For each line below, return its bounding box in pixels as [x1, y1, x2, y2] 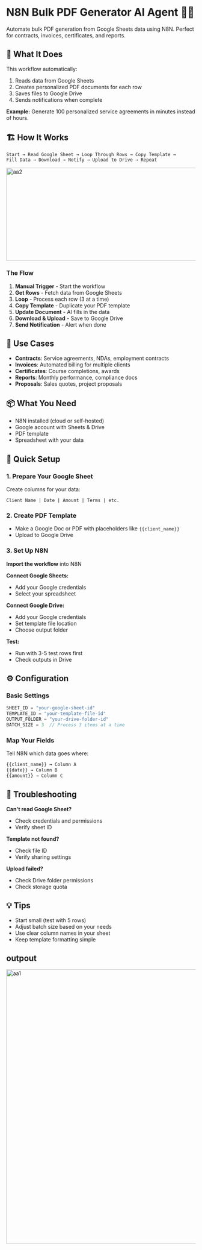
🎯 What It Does [6, 49, 63, 60]
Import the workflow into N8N [6, 560, 82, 567]
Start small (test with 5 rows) [14, 916, 87, 924]
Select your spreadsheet [14, 590, 76, 597]
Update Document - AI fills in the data [14, 308, 110, 315]
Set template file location [14, 620, 77, 627]
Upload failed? [6, 865, 43, 872]
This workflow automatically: [6, 65, 78, 72]
